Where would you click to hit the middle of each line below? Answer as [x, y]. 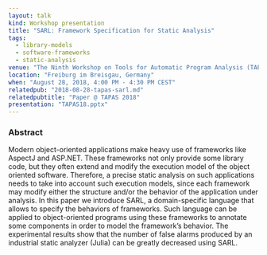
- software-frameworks [53, 53]
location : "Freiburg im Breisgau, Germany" [81, 75]
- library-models [44, 45]
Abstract [26, 132]
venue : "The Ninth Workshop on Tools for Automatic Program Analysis [126, 68]
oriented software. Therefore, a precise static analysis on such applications [132, 175]
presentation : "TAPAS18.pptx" [58, 104]
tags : [17, 38]
